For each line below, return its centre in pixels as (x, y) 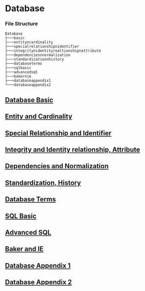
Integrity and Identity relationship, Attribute (72, 150)
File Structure (21, 24)
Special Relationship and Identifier (58, 133)
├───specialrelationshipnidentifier (42, 47)
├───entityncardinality (29, 42)
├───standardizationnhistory (35, 59)
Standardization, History (43, 183)
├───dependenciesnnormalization (38, 55)
